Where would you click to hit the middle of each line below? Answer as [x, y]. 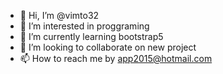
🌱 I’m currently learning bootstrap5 [91, 36]
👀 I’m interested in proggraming [84, 26]
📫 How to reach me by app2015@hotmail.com [116, 58]
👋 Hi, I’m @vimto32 [59, 15]
